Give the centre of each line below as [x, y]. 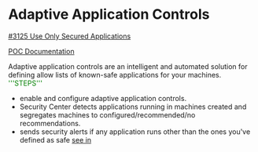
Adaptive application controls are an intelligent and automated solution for [128, 66]
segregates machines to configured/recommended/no [107, 114]
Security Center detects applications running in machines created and [133, 107]
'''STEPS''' [26, 83]
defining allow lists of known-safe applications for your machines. [115, 74]
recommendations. [50, 123]
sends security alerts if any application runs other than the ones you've [135, 132]
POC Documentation [41, 51]
